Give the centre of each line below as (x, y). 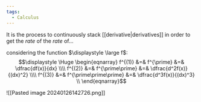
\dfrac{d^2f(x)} (169, 68)
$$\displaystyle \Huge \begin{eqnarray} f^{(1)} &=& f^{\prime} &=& (101, 62)
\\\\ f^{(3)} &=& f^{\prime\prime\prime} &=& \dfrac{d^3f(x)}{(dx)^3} (112, 74)
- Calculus (25, 17)
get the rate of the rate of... (40, 41)
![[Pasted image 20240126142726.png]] (56, 92)
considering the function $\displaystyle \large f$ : (67, 52)
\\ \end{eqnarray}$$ (101, 81)
